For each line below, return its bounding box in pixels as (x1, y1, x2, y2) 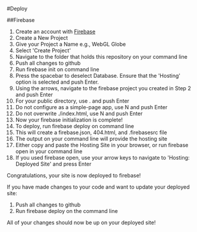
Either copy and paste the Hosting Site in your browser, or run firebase (15, 142, 189, 148)
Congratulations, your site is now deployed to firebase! (7, 172, 141, 179)
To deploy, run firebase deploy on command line (15, 123, 135, 129)
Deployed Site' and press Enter (15, 160, 92, 167)
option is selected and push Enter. (15, 78, 99, 85)
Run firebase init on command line (15, 66, 100, 73)
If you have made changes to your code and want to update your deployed (7, 183, 190, 190)
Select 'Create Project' (15, 47, 71, 54)
